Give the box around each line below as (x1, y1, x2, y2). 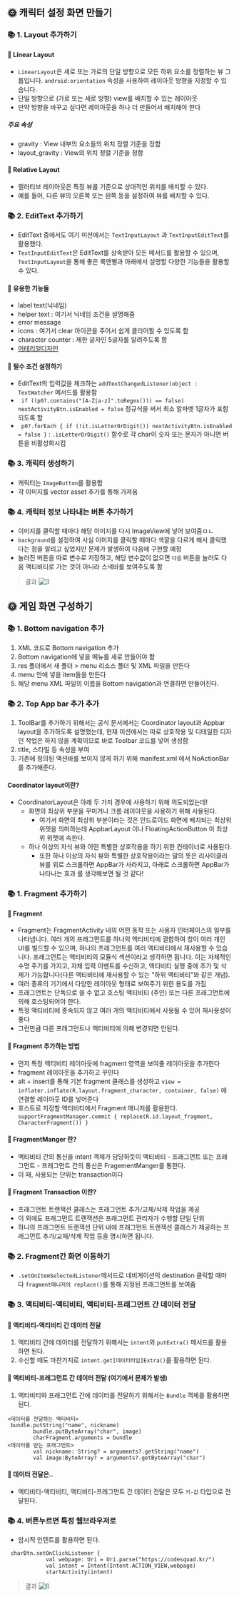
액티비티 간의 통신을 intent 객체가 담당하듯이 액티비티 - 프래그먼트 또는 (17, 1152, 215, 1161)
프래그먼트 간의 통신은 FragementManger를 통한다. (41, 1161, 185, 1170)
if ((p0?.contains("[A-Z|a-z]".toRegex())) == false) (21, 397, 185, 405)
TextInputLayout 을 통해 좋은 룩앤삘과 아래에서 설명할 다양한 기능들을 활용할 (17, 257, 230, 265)
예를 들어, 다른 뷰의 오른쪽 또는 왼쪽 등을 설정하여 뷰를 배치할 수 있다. (17, 191, 210, 200)
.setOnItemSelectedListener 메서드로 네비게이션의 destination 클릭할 (17, 1271, 214, 1279)
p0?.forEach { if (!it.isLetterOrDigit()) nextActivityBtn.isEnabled (21, 423, 233, 430)
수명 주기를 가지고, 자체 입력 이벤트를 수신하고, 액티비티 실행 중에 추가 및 (17, 962, 220, 970)
